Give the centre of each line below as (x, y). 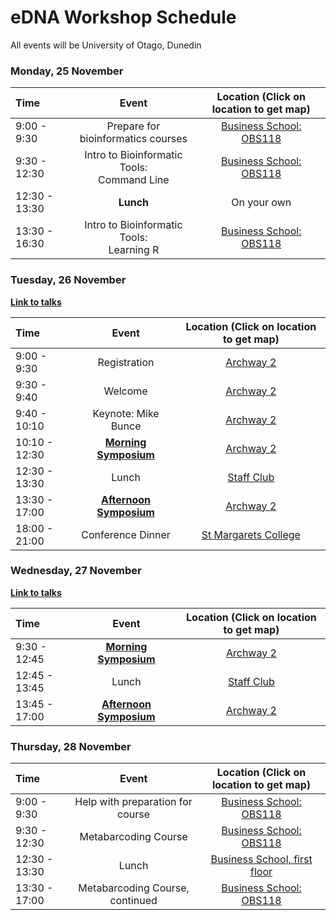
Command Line (134, 180)
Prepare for (133, 126)
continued (133, 901)
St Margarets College (251, 534)
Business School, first (261, 859)
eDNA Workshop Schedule (123, 17)
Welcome (125, 391)
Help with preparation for (133, 802)
